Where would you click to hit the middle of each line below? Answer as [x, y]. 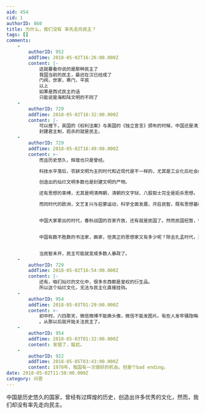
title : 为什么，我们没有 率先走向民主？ [51, 29]
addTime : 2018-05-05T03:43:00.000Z [74, 362]
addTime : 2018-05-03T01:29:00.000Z [74, 305]
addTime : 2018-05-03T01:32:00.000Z [74, 339]
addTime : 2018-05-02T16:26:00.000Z [74, 58]
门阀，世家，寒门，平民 [64, 80]
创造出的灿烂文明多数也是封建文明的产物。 [84, 182]
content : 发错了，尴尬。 [56, 344]
